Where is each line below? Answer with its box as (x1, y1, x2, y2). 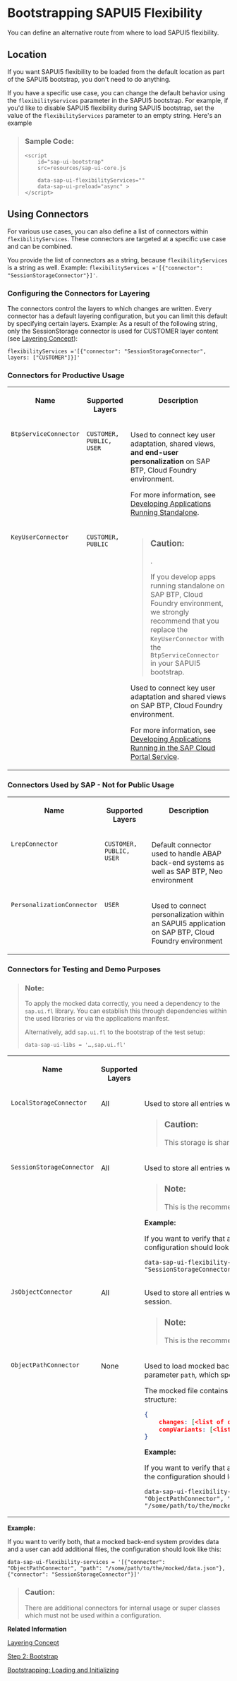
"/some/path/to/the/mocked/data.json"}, (104, 1565, 226, 1572)
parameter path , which (144, 1370, 219, 1380)
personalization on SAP (130, 456, 210, 466)
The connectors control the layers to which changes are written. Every (7, 305, 212, 313)
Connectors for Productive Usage (7, 370, 125, 380)
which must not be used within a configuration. (24, 1610, 162, 1620)
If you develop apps (150, 572, 217, 582)
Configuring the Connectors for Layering (7, 288, 150, 298)
